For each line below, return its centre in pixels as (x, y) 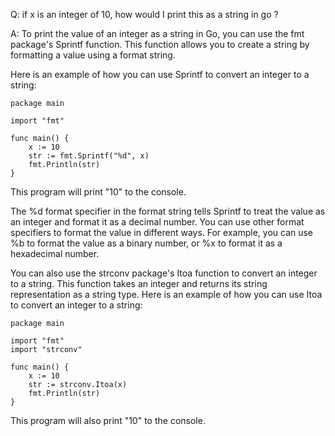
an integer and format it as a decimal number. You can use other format (157, 222)
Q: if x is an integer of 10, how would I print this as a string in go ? (144, 14)
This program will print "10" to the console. (98, 192)
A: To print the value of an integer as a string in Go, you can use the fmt (157, 33)
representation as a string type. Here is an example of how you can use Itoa (166, 294)
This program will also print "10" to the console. (108, 420)
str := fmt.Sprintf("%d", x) (89, 156)
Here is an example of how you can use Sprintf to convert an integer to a (160, 74)
